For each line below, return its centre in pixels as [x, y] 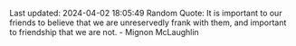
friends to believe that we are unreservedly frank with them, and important [148, 23]
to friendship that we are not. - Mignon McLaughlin [104, 32]
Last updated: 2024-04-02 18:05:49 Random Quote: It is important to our [146, 13]
